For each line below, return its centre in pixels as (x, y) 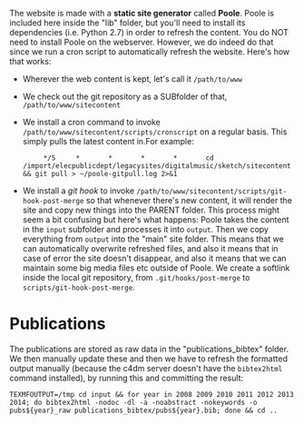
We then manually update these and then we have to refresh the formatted (149, 359)
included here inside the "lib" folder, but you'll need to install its (127, 23)
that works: (30, 61)
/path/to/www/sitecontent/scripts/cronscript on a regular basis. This (155, 132)
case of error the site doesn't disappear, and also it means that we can (155, 258)
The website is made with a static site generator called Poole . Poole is (142, 13)
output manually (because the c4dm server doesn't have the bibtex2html (146, 368)
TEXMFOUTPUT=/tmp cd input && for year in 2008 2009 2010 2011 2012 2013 (152, 394)
